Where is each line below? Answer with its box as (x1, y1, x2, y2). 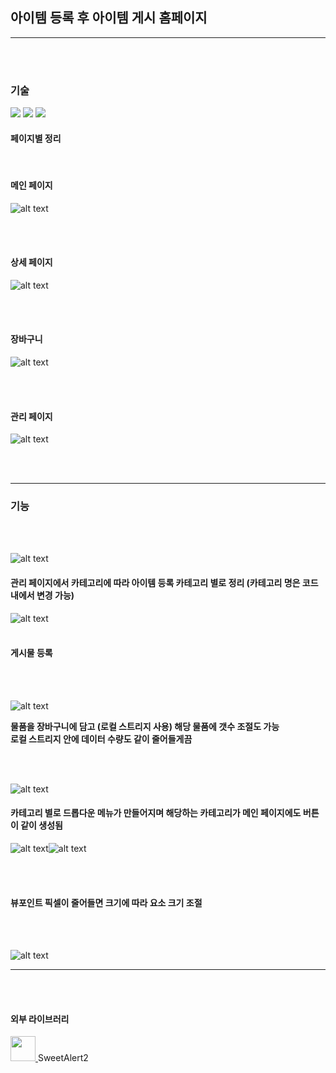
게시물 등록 (10, 647, 53, 659)
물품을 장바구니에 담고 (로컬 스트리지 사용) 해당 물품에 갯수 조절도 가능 (10, 720, 280, 732)
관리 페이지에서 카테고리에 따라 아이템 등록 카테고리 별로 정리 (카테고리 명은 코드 (10, 577, 319, 589)
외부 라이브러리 (10, 1013, 70, 1025)
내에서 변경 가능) (10, 589, 75, 602)
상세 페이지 (10, 256, 53, 268)
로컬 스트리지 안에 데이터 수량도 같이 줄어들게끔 (10, 733, 193, 745)
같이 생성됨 (20, 819, 63, 832)
